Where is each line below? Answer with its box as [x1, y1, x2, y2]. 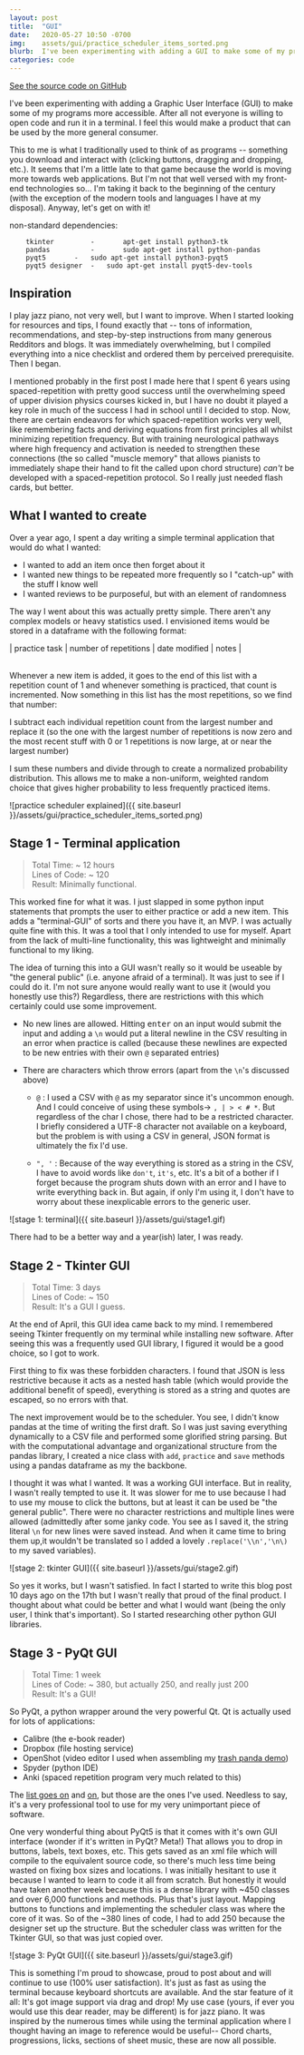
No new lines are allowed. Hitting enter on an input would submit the [22, 1018, 282, 1030]
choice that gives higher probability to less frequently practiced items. [9, 782, 271, 793]
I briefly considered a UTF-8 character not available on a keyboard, [35, 1121, 288, 1132]
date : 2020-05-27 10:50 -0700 [9, 30, 131, 39]
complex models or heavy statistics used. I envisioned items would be [9, 615, 270, 626]
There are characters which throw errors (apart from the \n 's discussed [22, 1065, 290, 1076]
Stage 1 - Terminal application [9, 836, 181, 851]
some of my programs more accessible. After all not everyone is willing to [9, 108, 283, 118]
